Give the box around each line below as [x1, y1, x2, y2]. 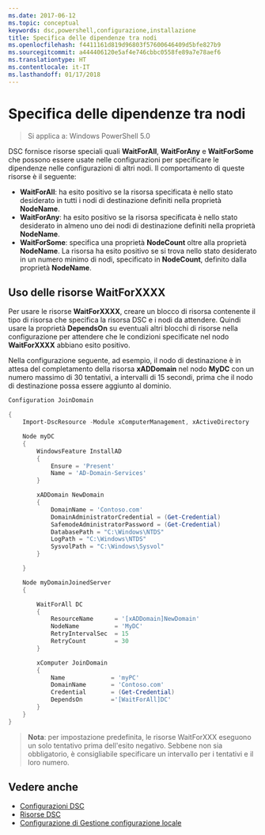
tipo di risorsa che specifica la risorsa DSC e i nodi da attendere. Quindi [8, 315, 241, 325]
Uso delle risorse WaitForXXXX [8, 285, 166, 299]
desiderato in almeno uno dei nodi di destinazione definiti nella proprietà [19, 220, 256, 230]
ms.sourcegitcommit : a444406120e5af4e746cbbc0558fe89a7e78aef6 [8, 48, 221, 56]
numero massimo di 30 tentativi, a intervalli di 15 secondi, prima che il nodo [8, 373, 253, 382]
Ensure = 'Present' [50, 462, 115, 470]
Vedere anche [8, 780, 79, 794]
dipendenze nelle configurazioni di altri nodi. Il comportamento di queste [8, 163, 245, 173]
